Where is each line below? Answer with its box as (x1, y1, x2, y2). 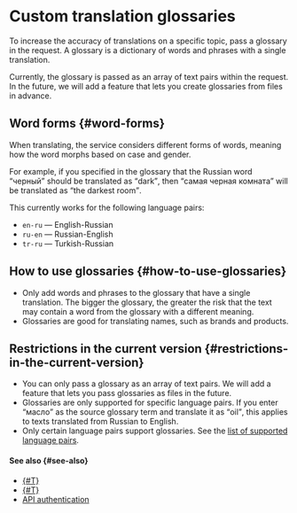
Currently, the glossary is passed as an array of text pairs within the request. (9, 71, 289, 82)
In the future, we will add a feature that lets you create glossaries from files (9, 81, 284, 91)
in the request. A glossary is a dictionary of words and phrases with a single (9, 44, 286, 55)
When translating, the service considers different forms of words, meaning (9, 139, 282, 150)
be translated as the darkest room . (9, 184, 142, 196)
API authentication (21, 494, 90, 504)
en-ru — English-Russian (21, 219, 113, 229)
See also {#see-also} (9, 455, 89, 466)
